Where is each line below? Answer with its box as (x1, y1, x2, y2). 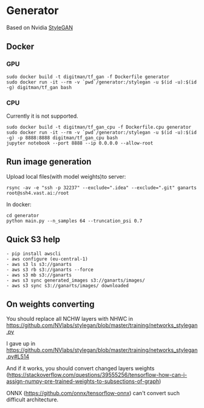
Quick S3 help (6, 234, 61, 245)
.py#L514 (6, 353, 30, 360)
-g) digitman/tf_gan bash (6, 84, 72, 90)
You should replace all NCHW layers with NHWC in (6, 315, 134, 323)
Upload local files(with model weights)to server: (6, 173, 126, 180)
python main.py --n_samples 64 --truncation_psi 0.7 (6, 218, 143, 224)
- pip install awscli (6, 251, 61, 257)
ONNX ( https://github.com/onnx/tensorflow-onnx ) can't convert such (6, 390, 180, 397)
